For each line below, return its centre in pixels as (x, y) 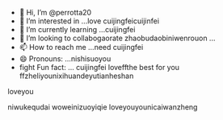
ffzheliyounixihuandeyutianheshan (76, 76)
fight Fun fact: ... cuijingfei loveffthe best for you (99, 67)
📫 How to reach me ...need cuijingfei (81, 47)
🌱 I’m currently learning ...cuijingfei (77, 29)
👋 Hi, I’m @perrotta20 (55, 12)
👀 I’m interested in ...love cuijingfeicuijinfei (89, 21)
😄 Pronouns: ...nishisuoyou (65, 59)
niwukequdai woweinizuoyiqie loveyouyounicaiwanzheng (103, 107)
